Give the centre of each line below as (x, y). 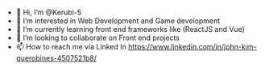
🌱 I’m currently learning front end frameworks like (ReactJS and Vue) (130, 29)
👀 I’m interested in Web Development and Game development (118, 21)
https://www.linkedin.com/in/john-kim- (192, 47)
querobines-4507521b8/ (56, 58)
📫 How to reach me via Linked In (71, 47)
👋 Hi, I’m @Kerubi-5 (49, 12)
